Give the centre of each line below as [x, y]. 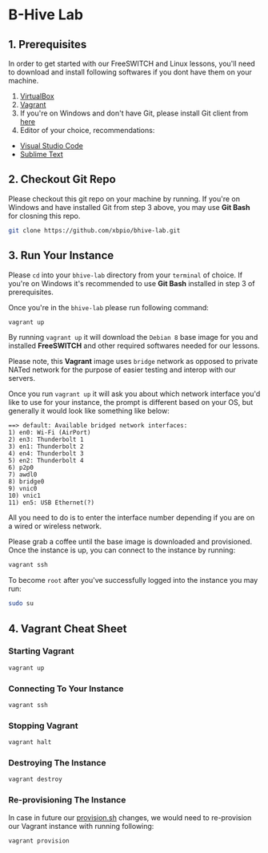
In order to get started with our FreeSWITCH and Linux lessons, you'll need [132, 63]
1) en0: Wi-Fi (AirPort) [50, 433]
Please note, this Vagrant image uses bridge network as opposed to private [133, 362]
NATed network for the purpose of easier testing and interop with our [122, 370]
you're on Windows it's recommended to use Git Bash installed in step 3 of [132, 283]
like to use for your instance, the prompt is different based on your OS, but [131, 402]
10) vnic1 [25, 496]
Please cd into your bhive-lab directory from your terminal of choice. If [126, 275]
